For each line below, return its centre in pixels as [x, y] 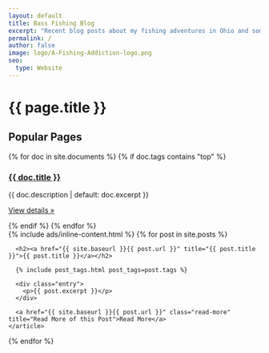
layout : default [35, 16]
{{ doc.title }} [35, 177]
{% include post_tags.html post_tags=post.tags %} [102, 270]
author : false [32, 46]
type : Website [39, 68]
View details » [31, 210]
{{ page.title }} [58, 107]
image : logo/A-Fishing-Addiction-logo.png [80, 53]
